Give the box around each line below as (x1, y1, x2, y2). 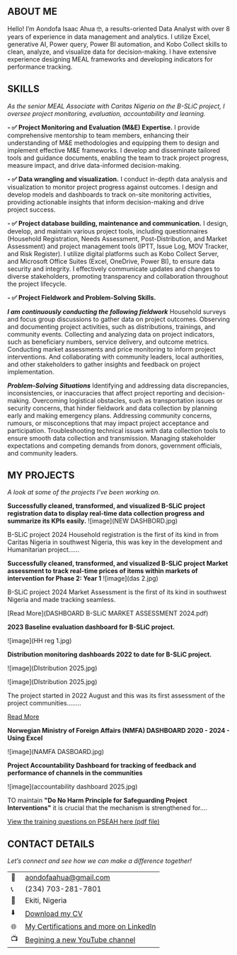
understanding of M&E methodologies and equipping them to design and (7, 138, 219, 147)
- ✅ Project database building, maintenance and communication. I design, (7, 219, 229, 227)
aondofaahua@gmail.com (25, 873, 111, 883)
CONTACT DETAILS (7, 838, 95, 850)
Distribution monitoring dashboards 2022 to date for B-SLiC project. (7, 650, 212, 659)
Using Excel (7, 734, 43, 742)
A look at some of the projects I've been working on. (7, 488, 161, 497)
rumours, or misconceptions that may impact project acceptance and (7, 419, 209, 427)
